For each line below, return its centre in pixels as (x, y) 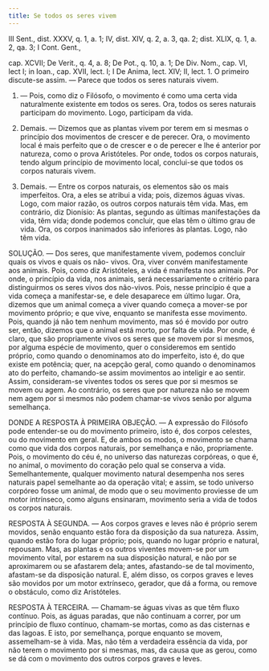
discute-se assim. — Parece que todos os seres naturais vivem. (114, 80)
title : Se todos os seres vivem (62, 16)
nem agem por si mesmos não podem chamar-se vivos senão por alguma (130, 398)
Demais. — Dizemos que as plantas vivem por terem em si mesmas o (134, 128)
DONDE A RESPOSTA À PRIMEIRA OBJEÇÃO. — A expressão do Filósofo (128, 422)
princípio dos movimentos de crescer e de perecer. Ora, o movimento (135, 137)
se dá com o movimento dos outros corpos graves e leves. (105, 658)
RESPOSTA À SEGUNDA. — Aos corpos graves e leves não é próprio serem (133, 523)
